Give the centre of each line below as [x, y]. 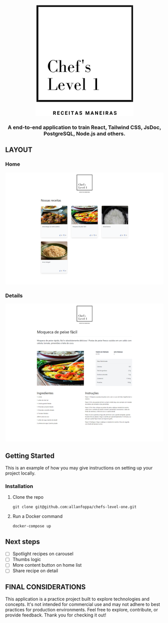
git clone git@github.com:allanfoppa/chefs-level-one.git [74, 507]
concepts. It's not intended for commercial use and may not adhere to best [83, 604]
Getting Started [30, 456]
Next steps [23, 542]
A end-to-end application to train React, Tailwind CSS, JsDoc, [85, 127]
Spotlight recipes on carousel [43, 554]
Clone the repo [28, 497]
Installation [19, 486]
